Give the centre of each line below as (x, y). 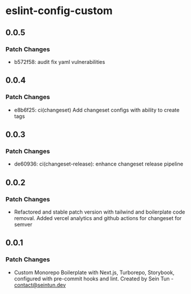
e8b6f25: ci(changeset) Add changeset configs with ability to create (97, 110)
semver (23, 224)
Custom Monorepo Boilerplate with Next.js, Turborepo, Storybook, (94, 272)
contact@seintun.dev (40, 285)
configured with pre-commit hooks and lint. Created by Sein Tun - (94, 278)
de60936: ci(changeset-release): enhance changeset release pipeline (98, 164)
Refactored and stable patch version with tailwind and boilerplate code (100, 212)
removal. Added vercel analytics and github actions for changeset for (98, 218)
